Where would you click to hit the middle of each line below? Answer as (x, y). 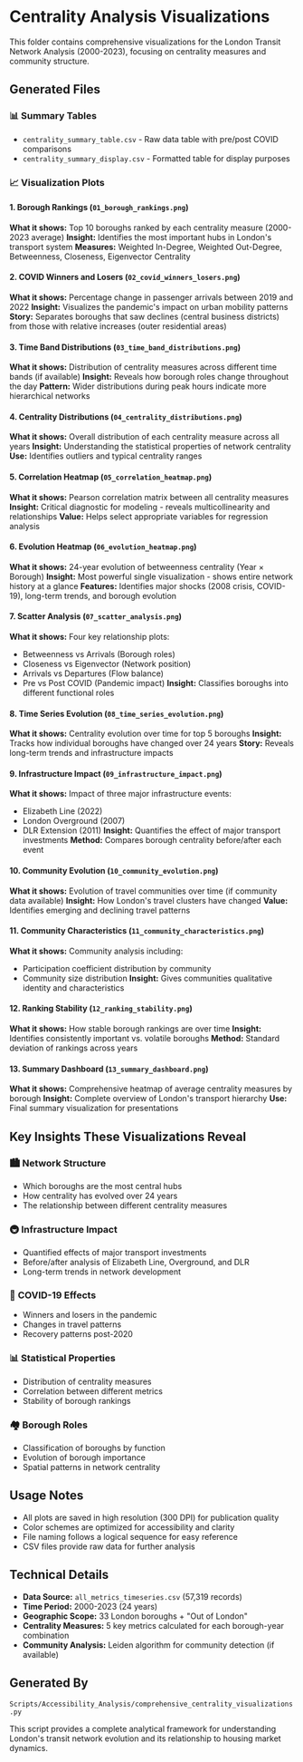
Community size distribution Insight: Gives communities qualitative (147, 978)
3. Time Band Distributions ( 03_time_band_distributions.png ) (125, 347)
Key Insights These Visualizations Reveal (128, 1136)
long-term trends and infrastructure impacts (91, 753)
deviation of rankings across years (74, 1048)
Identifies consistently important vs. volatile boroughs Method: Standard (145, 1038)
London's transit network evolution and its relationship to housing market (146, 1738)
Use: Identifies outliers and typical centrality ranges (106, 456)
